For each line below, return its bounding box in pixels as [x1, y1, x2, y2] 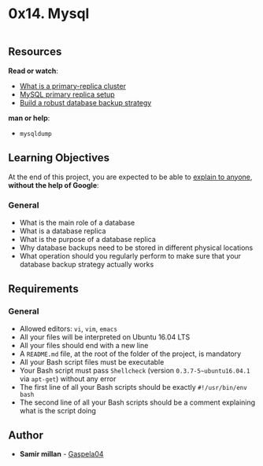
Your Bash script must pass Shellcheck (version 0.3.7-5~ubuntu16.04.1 [19, 365, 250, 375]
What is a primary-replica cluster [19, 81, 126, 90]
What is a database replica [19, 226, 106, 236]
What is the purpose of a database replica [19, 234, 156, 244]
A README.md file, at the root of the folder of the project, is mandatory [19, 349, 242, 358]
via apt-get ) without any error [19, 374, 117, 383]
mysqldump [19, 130, 53, 138]
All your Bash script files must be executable [19, 357, 165, 366]
